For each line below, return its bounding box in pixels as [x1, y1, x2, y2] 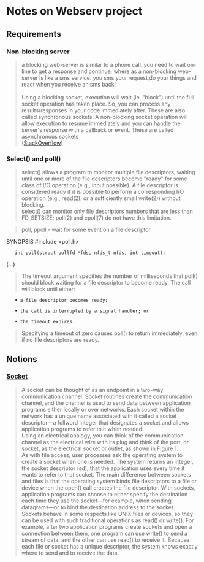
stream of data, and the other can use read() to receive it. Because [21, 536, 190, 544]
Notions [6, 354, 37, 364]
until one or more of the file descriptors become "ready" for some [21, 175, 188, 182]
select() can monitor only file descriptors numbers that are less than [21, 207, 193, 215]
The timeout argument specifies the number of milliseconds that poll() [21, 272, 198, 280]
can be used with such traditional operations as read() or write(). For [21, 517, 194, 524]
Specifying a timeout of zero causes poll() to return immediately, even [21, 329, 198, 337]
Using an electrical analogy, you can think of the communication [21, 431, 184, 439]
